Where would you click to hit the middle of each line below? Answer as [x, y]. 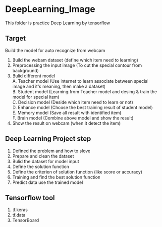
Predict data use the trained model [48, 182]
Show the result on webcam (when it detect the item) [66, 123]
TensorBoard [26, 220]
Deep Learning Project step [48, 139]
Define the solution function [41, 167]
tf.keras [20, 210]
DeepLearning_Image [50, 9]
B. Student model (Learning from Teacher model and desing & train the [84, 91]
